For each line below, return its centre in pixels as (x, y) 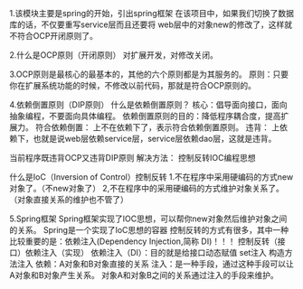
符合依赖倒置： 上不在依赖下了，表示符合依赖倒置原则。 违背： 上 (157, 127)
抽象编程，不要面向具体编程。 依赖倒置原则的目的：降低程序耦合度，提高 (145, 116)
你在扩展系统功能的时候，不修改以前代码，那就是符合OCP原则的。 (133, 85)
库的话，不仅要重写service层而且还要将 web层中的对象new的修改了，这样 (147, 24)
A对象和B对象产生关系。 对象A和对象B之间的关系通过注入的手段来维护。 (144, 275)
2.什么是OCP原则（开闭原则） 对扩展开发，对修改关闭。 (114, 55)
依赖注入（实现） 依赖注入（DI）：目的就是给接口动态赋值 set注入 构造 (155, 252)
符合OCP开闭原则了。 (57, 36)
